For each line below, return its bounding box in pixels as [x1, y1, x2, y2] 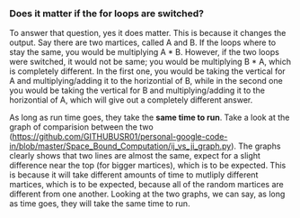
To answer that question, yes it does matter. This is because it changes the [9, 28, 287, 39]
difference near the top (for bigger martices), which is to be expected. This [9, 160, 287, 171]
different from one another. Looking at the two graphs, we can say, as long [9, 188, 286, 200]
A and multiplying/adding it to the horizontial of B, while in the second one [9, 76, 283, 86]
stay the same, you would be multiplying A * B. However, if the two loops [9, 47, 280, 58]
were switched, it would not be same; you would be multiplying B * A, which [9, 57, 292, 68]
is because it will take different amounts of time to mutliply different [9, 169, 259, 180]
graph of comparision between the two [9, 122, 154, 132]
